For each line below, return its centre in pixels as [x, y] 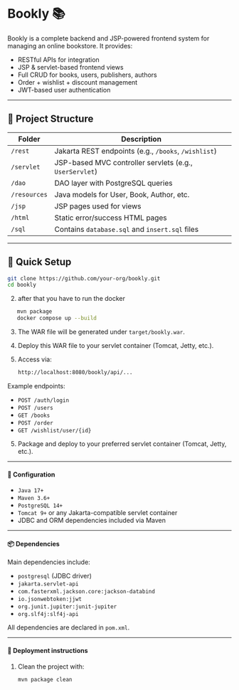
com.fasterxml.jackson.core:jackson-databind [86, 592]
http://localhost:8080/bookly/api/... [75, 373]
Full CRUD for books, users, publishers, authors [87, 75]
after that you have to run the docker [71, 299]
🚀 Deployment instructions [48, 650]
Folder [29, 139]
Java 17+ [31, 491]
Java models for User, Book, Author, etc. [122, 194]
